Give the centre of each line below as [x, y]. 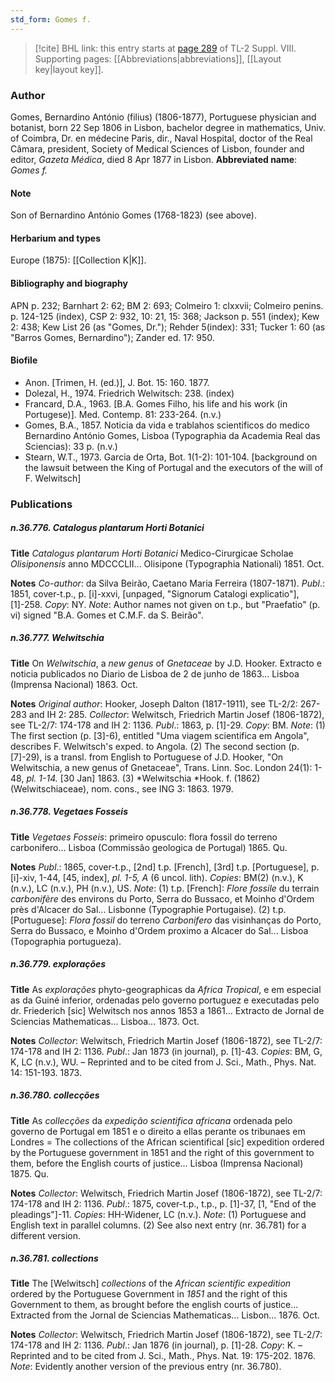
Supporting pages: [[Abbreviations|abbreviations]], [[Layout [158, 58]
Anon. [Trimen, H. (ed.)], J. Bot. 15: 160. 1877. [117, 382]
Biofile [24, 360]
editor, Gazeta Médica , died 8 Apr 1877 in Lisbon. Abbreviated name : [154, 159]
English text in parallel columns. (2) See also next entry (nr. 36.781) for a [158, 1225]
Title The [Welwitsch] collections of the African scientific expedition [151, 1283]
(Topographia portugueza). [66, 941]
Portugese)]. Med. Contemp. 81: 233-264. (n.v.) [123, 414]
